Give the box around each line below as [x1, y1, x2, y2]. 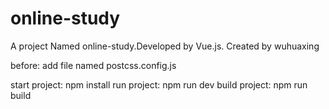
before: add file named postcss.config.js [10, 59, 177, 71]
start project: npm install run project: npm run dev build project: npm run [10, 78, 308, 91]
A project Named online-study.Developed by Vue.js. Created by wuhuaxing [10, 40, 320, 52]
